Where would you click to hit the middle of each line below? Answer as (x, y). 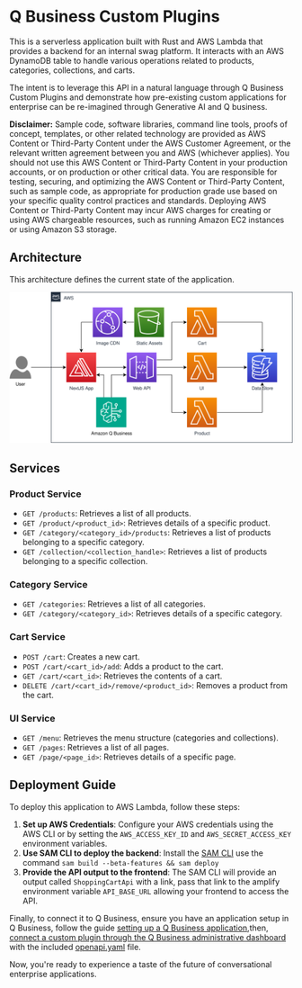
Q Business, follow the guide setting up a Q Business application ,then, (139, 928)
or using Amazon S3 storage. (63, 229)
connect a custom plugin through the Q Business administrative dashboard (148, 937)
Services (35, 468)
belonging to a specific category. (84, 543)
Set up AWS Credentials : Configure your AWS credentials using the (148, 824)
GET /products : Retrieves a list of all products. (107, 514)
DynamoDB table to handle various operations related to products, (132, 60)
